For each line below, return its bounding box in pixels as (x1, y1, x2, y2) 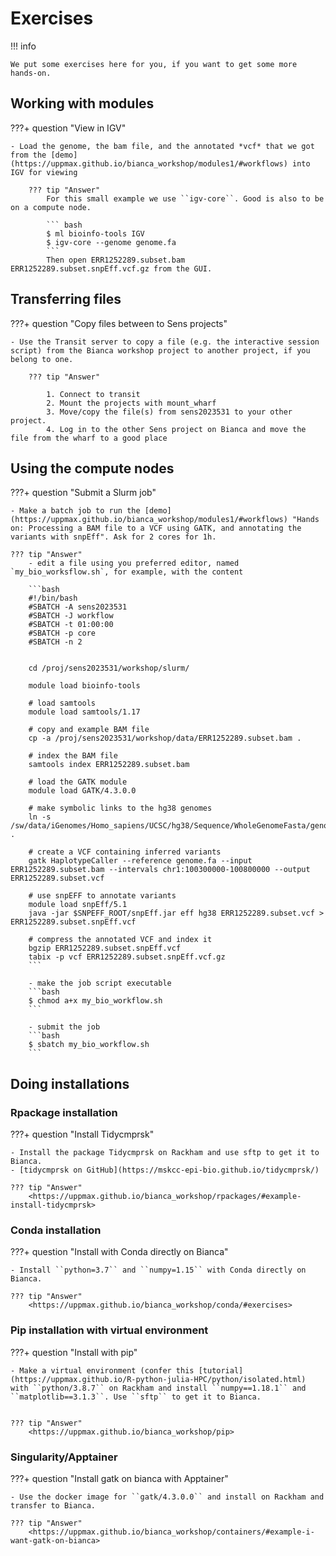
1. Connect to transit (46, 389, 141, 399)
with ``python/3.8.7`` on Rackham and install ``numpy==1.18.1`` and (10, 1383, 307, 1393)
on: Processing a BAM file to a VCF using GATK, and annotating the (10, 523, 302, 534)
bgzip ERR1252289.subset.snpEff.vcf (28, 943, 182, 954)
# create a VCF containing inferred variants (28, 847, 222, 857)
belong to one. (10, 354, 74, 364)
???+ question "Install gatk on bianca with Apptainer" (10, 1472, 229, 1484)
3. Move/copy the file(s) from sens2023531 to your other (46, 407, 293, 417)
